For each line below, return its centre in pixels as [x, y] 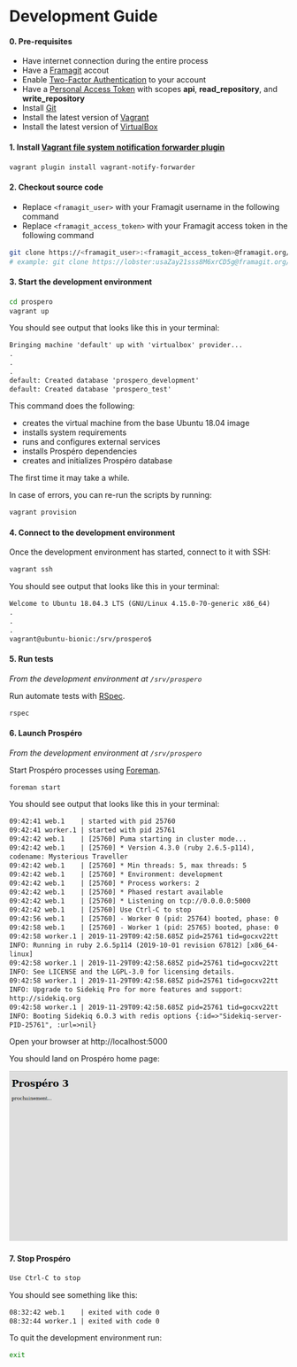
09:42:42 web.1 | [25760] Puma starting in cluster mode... [128, 839]
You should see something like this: [74, 1295]
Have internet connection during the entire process [115, 61]
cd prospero [31, 302]
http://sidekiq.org [45, 998]
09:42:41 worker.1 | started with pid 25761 [92, 830]
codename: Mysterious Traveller [69, 857]
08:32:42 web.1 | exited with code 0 [85, 1313]
